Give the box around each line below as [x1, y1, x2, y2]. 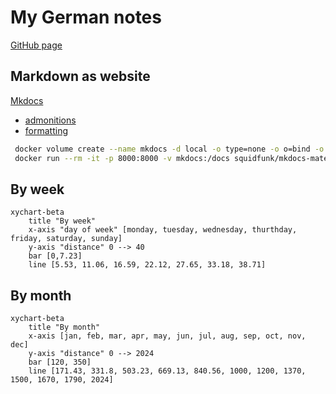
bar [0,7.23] [28, 251, 83, 261]
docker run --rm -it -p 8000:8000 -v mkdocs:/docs [14, 153, 230, 163]
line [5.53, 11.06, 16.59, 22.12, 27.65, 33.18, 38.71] [28, 260, 267, 270]
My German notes [10, 6, 162, 29]
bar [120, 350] [28, 357, 92, 368]
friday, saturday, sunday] [10, 234, 123, 244]
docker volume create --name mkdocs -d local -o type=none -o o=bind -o [14, 144, 325, 154]
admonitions [24, 114, 77, 126]
